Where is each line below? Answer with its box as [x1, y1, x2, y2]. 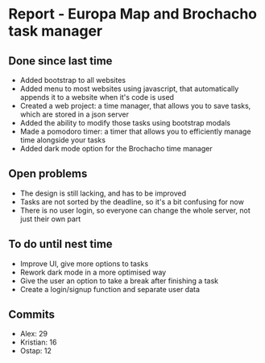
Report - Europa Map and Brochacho [8, 5, 258, 23]
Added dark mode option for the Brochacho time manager [19, 144, 213, 153]
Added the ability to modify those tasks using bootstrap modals [19, 118, 231, 127]
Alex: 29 [19, 329, 48, 339]
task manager [8, 22, 103, 40]
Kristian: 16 [19, 337, 57, 347]
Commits [8, 307, 55, 322]
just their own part [19, 214, 81, 224]
